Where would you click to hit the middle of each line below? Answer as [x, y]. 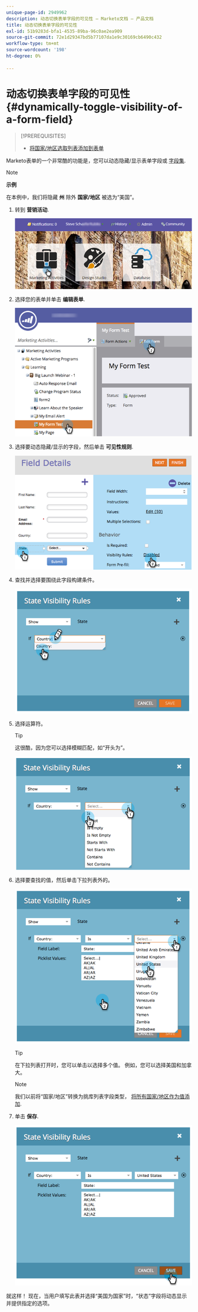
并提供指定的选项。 [29, 1303]
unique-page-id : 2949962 [37, 12]
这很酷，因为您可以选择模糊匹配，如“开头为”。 [71, 747]
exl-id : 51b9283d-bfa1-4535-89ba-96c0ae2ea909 [64, 31]
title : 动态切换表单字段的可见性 [42, 25]
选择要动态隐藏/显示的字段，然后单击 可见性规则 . [74, 447]
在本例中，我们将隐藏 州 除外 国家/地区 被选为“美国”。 [72, 197]
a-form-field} [40, 119]
